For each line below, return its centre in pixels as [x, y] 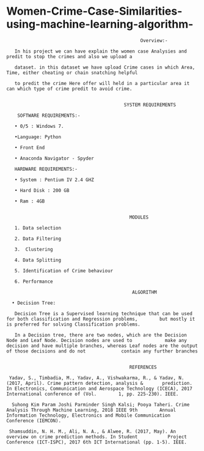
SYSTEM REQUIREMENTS [150, 105]
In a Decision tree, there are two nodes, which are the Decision [101, 335]
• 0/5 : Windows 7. [39, 126]
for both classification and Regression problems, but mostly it [101, 319]
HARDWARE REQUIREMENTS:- [46, 169]
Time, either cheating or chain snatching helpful [72, 73]
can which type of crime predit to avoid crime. [69, 89]
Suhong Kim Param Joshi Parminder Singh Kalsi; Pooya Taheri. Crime [101, 404]
